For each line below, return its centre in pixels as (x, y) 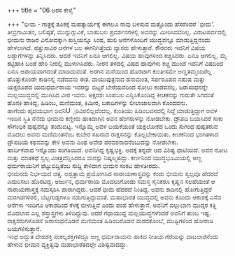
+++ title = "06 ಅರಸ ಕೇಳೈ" (42, 10)
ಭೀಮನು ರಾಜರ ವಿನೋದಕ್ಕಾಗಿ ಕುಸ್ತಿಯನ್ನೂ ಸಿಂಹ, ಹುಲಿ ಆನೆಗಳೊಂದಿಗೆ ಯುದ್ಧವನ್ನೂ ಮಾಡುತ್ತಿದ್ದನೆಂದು (109, 40)
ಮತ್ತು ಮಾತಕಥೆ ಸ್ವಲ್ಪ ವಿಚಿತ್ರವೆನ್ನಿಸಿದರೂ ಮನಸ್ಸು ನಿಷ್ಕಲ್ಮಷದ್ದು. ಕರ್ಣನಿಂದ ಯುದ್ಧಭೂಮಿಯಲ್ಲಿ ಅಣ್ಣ (105, 158)
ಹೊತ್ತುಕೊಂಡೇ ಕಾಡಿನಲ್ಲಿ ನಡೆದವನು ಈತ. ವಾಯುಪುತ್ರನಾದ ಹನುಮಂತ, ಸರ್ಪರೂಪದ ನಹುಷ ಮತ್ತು (106, 79)
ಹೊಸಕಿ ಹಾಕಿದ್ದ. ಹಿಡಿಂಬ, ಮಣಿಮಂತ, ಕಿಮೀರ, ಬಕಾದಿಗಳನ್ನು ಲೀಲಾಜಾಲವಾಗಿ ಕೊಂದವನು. (97, 103)
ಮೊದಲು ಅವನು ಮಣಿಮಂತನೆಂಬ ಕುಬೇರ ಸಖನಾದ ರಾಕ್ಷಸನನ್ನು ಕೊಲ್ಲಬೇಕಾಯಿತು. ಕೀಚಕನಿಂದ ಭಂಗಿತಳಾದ (113, 134)
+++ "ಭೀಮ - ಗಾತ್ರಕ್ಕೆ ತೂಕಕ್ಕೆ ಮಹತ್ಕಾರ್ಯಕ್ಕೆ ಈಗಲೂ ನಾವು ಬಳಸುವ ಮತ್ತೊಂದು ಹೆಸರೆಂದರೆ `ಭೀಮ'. (111, 24)
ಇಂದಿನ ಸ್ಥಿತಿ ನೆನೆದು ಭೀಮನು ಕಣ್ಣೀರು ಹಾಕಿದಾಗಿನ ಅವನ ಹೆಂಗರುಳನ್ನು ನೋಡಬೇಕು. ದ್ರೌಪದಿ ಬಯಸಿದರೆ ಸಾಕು (115, 119)
